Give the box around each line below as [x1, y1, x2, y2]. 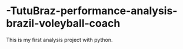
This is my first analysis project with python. [6, 36, 113, 43]
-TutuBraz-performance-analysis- [6, 4, 178, 18]
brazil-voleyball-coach [6, 17, 121, 30]
